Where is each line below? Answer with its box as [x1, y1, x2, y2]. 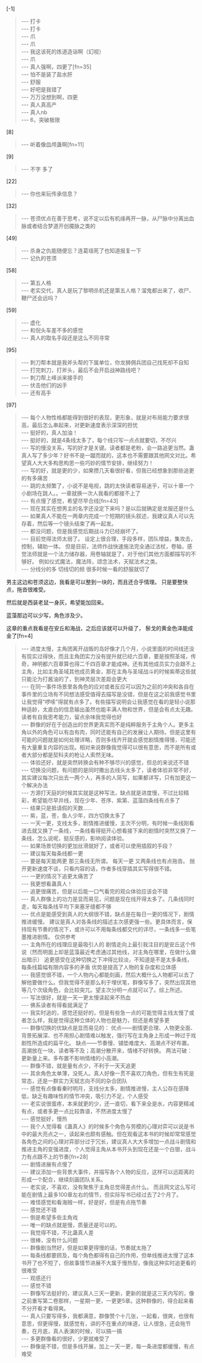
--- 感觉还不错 [21, 1207, 57, 1213]
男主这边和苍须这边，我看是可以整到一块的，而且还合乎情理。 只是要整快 [6, 579, 188, 585]
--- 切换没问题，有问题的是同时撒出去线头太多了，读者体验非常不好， [21, 767, 195, 773]
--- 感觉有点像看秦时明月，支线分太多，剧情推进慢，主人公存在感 [21, 1085, 184, 1092]
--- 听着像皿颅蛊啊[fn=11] [21, 141, 85, 148]
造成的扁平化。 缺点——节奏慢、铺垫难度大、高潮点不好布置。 [37, 1040, 192, 1046]
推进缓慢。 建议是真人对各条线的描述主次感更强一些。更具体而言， [21, 918, 187, 925]
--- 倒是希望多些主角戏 [21, 1214, 79, 1221]
